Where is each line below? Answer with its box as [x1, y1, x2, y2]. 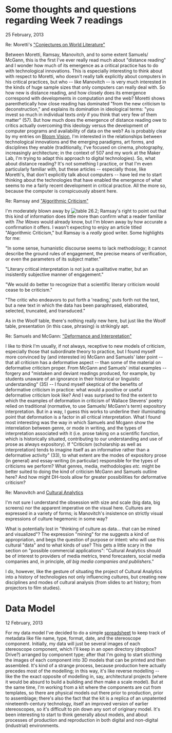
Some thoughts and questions [5, 4, 137, 15]
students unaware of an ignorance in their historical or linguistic [5, 375, 140, 382]
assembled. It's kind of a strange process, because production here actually [5, 662, 166, 668]
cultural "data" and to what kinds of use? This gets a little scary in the [5, 542, 152, 548]
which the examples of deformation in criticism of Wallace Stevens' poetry [5, 397, 163, 404]
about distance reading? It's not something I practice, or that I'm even [5, 160, 152, 166]
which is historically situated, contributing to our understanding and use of [5, 436, 163, 442]
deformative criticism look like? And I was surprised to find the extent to [5, 392, 158, 398]
